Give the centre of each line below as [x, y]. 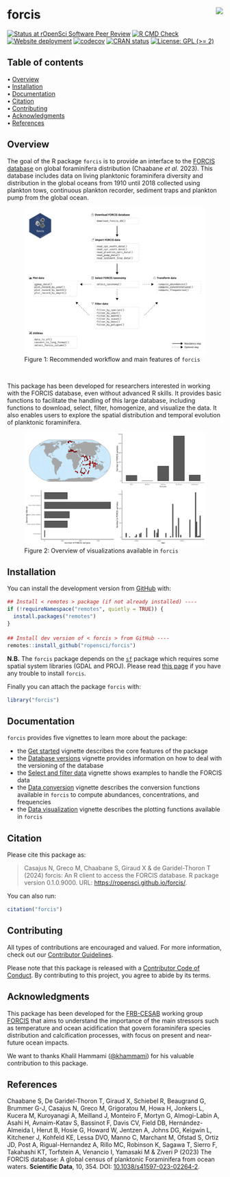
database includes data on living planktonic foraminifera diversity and [105, 176]
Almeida [19, 1130]
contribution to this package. [48, 1063]
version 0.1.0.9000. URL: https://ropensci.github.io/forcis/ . [105, 883]
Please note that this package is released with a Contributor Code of [103, 968]
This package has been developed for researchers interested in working [109, 386]
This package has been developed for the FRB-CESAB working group [105, 1013]
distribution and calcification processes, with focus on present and [101, 1035]
